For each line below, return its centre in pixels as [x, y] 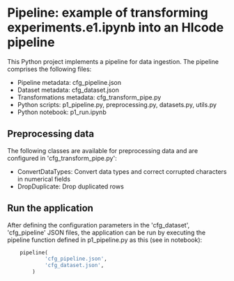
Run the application [50, 208]
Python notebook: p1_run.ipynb [62, 112]
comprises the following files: [49, 69]
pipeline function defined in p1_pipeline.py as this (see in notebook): [105, 240]
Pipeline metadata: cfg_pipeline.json [69, 82]
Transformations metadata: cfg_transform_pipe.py [89, 97]
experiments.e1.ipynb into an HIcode [116, 27]
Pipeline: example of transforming [108, 13]
